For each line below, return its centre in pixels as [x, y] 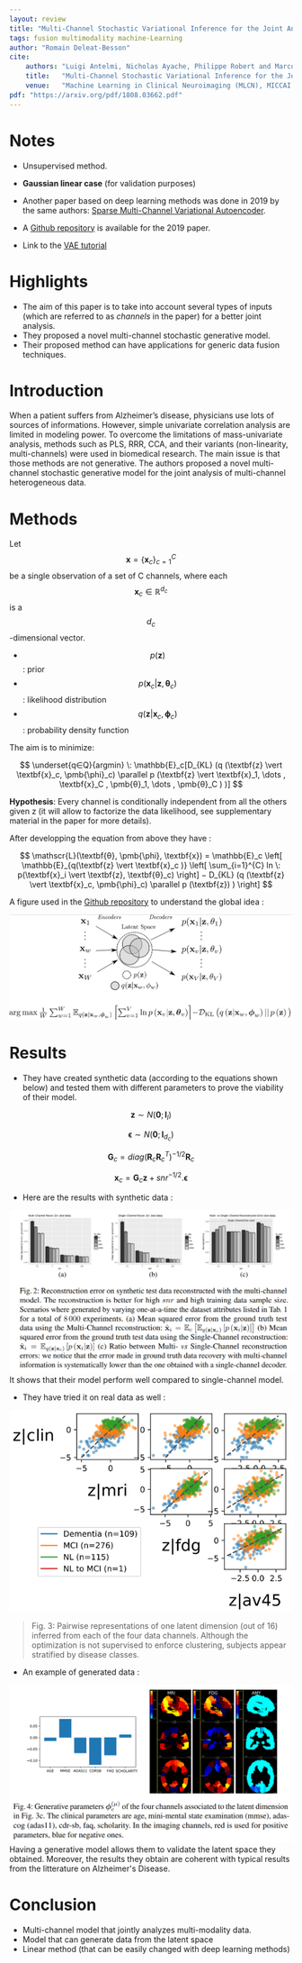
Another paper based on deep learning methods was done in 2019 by [151, 200]
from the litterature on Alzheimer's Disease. [90, 1868]
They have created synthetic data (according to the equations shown [150, 1077]
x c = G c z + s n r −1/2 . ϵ [151, 1178]
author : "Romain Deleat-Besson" [70, 48]
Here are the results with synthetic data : [98, 1197]
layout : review [38, 19]
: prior [33, 669]
